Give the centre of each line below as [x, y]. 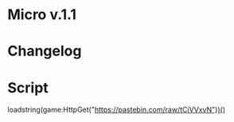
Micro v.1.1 [42, 15]
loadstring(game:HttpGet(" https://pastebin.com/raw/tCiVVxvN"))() [117, 110]
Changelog [45, 51]
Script [28, 87]
